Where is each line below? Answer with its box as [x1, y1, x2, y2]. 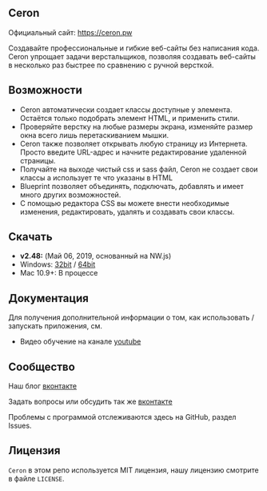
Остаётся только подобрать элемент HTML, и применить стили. [19, 113, 240, 123]
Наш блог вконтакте [8, 381, 78, 391]
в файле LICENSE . [8, 473, 66, 483]
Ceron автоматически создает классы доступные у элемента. [19, 104, 233, 115]
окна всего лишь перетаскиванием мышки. [19, 130, 169, 139]
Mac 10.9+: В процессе [19, 268, 98, 278]
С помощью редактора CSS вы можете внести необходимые [19, 198, 229, 207]
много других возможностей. [19, 190, 122, 199]
